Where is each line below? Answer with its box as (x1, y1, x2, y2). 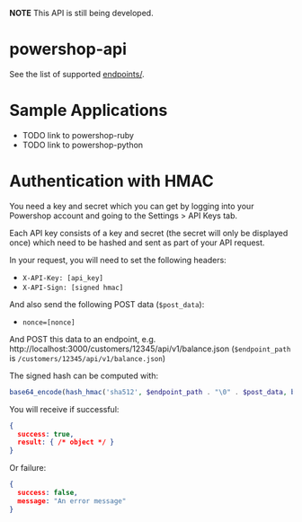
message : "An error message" (17, 496, 127, 506)
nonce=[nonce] (22, 318, 75, 327)
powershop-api (9, 40, 128, 59)
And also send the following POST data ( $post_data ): (9, 298, 205, 309)
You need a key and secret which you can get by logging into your (9, 200, 254, 211)
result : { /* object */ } (17, 438, 115, 447)
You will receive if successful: (9, 403, 120, 414)
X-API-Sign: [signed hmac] (22, 283, 124, 292)
